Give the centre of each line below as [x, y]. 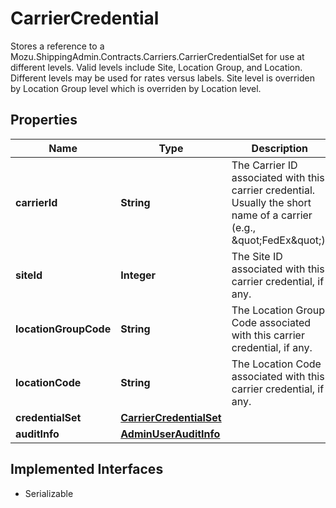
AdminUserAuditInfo [170, 434]
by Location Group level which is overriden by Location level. [136, 88]
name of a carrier [272, 215]
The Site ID [257, 256]
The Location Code [276, 364]
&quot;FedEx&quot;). [279, 240]
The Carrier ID [264, 165]
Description [280, 148]
